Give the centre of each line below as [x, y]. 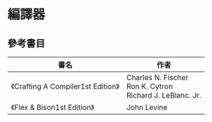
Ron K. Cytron [150, 86]
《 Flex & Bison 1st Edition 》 [53, 107]
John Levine [147, 107]
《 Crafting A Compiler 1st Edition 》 [65, 86]
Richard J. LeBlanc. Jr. [164, 95]
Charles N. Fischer [157, 77]
